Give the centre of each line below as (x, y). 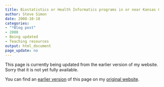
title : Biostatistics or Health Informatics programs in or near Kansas (81, 10)
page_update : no (21, 50)
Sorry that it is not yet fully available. (42, 69)
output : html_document (28, 46)
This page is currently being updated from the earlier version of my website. (82, 65)
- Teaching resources (27, 42)
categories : (17, 23)
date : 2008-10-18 (23, 19)
